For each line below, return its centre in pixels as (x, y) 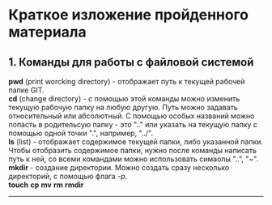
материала (47, 32)
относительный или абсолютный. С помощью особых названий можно (132, 116)
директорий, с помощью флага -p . (68, 176)
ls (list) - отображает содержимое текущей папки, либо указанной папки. (136, 142)
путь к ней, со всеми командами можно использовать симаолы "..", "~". (134, 159)
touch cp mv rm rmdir (46, 185)
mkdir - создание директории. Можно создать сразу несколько (119, 167)
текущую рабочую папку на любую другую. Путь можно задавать (123, 107)
